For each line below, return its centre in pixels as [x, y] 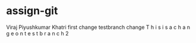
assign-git [32, 11]
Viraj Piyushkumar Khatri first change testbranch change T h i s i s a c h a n [98, 27]
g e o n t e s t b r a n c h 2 [38, 33]
